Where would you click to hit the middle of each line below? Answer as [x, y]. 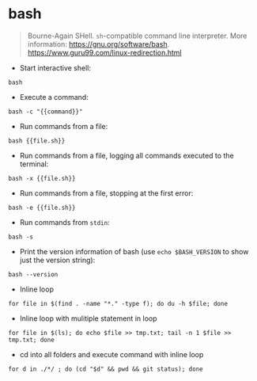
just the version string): [57, 260]
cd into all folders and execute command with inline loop [111, 354]
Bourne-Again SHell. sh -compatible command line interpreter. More [137, 36]
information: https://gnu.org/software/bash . [98, 44]
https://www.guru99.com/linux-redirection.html [104, 52]
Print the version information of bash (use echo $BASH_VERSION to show [134, 251]
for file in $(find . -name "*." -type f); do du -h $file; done [118, 303]
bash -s [21, 237]
